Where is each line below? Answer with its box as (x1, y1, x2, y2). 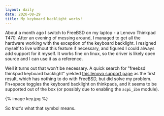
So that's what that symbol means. (5, 105, 76, 111)
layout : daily (5, 7, 34, 12)
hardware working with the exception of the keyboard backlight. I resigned (5, 40, 157, 46)
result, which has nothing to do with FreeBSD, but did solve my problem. (5, 76, 152, 82)
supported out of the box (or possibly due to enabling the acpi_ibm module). (5, 87, 159, 92)
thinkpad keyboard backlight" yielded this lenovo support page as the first (5, 71, 156, 77)
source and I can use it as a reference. (5, 56, 83, 62)
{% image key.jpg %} (5, 96, 48, 102)
